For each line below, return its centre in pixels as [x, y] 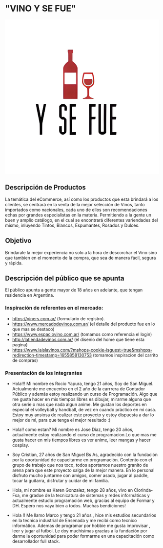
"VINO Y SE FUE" [41, 9]
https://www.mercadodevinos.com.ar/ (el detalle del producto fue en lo [83, 324]
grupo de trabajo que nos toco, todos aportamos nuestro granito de [80, 465]
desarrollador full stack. [36, 541]
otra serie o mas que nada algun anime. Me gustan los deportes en [80, 404]
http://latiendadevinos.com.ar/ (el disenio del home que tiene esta [78, 339]
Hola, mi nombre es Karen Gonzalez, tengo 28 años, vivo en [72, 490]
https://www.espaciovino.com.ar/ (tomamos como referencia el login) [82, 334]
